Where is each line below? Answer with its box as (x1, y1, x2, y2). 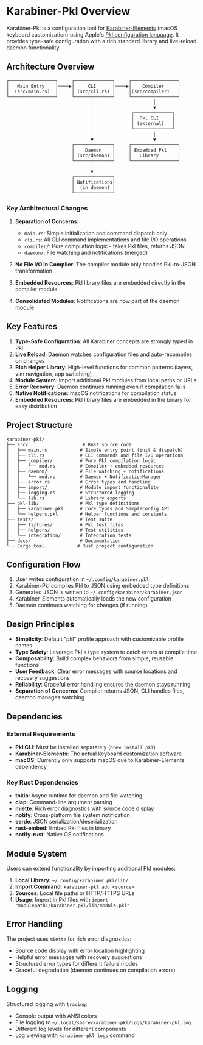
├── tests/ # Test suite (6, 516, 113, 522)
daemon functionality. (6, 44, 61, 51)
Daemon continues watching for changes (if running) (15, 602, 148, 609)
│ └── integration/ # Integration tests (6, 532, 132, 538)
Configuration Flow (6, 560, 81, 570)
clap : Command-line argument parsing (15, 799, 112, 806)
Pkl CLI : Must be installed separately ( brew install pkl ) (15, 743, 156, 751)
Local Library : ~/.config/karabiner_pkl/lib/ (15, 877, 129, 884)
